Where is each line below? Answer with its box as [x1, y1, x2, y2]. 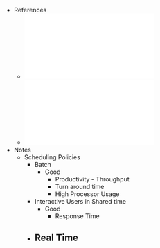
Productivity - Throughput [55, 175, 130, 183]
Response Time [55, 212, 100, 220]
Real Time [34, 232, 78, 244]
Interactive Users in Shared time [34, 197, 127, 205]
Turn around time [55, 183, 105, 191]
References [13, 6, 47, 14]
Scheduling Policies [24, 153, 81, 161]
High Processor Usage [55, 190, 120, 198]
